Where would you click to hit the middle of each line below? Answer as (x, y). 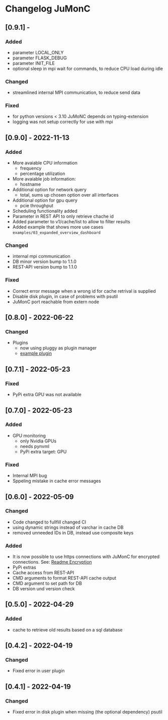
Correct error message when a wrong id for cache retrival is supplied (84, 291)
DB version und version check (44, 589)
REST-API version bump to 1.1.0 (45, 267)
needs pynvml (34, 446)
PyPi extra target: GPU (43, 452)
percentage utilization (43, 173)
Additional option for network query (50, 190)
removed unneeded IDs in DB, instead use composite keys (73, 532)
